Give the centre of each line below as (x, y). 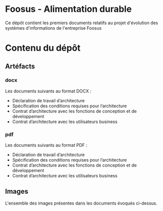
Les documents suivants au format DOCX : (48, 91)
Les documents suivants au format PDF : (46, 145)
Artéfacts (20, 66)
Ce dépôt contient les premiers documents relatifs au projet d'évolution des (82, 23)
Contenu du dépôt (43, 48)
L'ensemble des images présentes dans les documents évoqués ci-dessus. (81, 203)
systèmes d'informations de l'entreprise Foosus (53, 28)
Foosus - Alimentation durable (68, 9)
